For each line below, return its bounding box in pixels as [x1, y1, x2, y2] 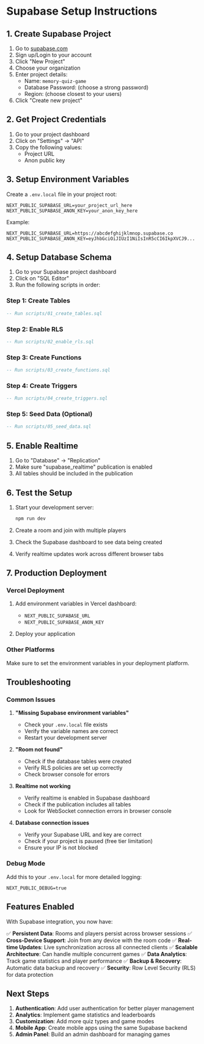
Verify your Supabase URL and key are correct [24, 831, 142, 838]
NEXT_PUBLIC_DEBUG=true [6, 885, 67, 891]
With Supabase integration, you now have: [6, 918, 113, 925]
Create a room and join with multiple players [15, 527, 126, 534]
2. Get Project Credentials [6, 114, 107, 125]
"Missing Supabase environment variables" [15, 709, 129, 717]
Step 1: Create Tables [6, 296, 70, 305]
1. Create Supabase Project [6, 29, 111, 39]
